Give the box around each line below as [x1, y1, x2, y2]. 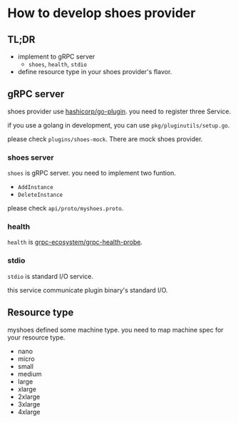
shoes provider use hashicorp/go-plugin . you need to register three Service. [7, 107, 232, 116]
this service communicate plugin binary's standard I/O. [7, 285, 168, 294]
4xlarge [17, 407, 41, 416]
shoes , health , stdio [28, 60, 88, 68]
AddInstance [17, 184, 53, 191]
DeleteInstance [17, 191, 63, 199]
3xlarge [17, 399, 41, 408]
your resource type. [7, 333, 66, 342]
